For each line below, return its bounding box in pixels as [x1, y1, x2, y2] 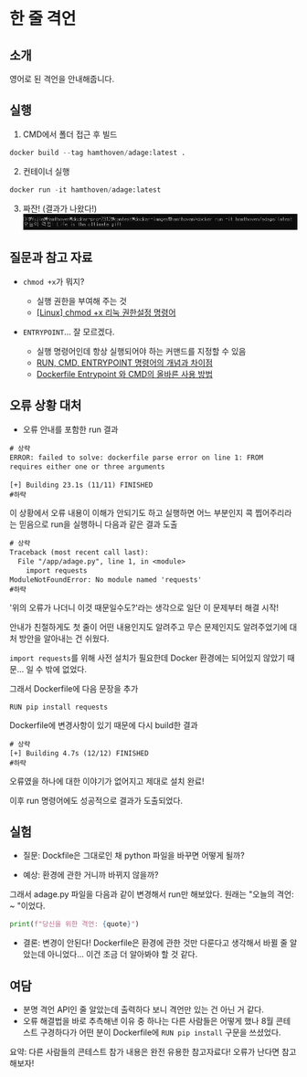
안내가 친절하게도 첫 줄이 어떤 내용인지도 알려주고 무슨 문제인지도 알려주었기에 [9, 621, 288, 632]
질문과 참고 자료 [9, 250, 93, 266]
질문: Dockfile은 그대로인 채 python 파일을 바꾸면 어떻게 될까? [22, 850, 245, 861]
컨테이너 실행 [22, 165, 70, 176]
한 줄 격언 [9, 8, 77, 29]
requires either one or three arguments [9, 462, 166, 471]
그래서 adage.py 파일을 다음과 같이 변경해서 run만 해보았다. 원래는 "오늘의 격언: [9, 889, 294, 900]
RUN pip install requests [9, 702, 108, 712]
